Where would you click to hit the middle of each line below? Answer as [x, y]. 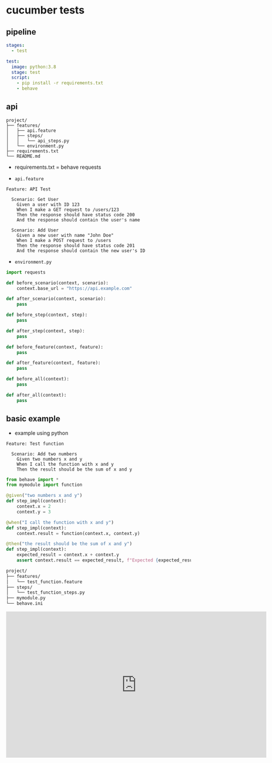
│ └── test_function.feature [44, 582]
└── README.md [23, 156]
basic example [33, 419]
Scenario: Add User [35, 230]
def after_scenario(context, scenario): [56, 299]
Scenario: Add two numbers [44, 454]
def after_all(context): [36, 395]
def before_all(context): [38, 379]
